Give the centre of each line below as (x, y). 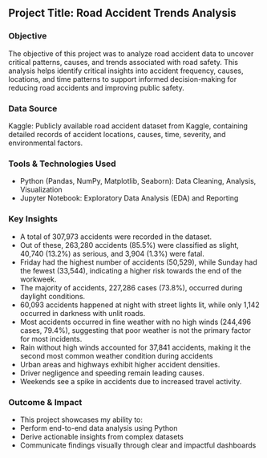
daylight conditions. (53, 296)
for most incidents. (51, 338)
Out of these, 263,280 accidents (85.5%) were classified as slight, (129, 245)
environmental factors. (46, 143)
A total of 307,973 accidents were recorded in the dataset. (116, 237)
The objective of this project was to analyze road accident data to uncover (131, 53)
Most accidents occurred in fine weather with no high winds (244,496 (135, 322)
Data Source (33, 108)
